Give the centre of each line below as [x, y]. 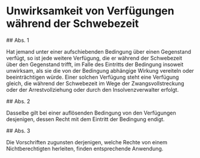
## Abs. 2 [18, 101]
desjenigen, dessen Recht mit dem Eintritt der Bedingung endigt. [86, 119]
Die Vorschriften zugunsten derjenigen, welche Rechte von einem [87, 142]
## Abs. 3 [18, 131]
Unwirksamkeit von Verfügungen [90, 11]
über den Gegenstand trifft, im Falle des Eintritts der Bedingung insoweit [95, 64]
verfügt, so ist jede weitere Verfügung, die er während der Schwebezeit [94, 58]
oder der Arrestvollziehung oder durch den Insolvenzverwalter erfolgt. [93, 89]
